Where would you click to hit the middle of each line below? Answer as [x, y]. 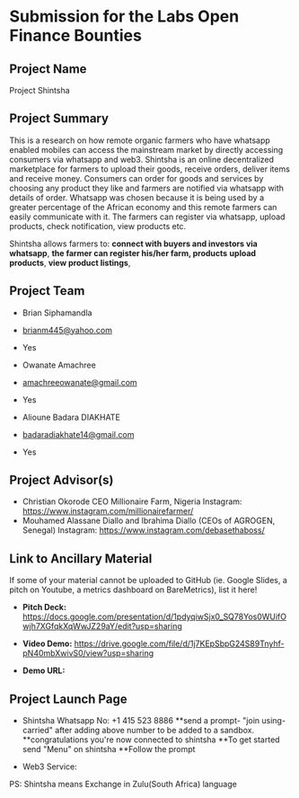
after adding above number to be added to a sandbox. [154, 731]
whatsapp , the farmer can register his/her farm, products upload [133, 253]
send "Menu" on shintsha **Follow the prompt [109, 749]
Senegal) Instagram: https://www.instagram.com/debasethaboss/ [143, 530]
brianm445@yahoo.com [67, 330]
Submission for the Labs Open [124, 17]
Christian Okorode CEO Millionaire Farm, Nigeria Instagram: [132, 501]
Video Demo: [47, 643]
